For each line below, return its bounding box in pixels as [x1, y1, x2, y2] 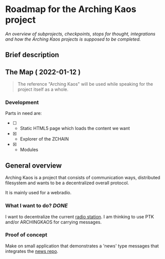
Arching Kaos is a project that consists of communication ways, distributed [5, 175, 160, 181]
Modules [20, 147, 39, 153]
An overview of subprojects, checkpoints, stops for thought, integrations [5, 31, 156, 37]
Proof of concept [5, 231, 48, 238]
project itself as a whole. [17, 86, 69, 92]
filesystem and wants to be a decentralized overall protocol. [5, 180, 129, 186]
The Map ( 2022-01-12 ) [5, 68, 81, 76]
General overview [5, 161, 62, 170]
